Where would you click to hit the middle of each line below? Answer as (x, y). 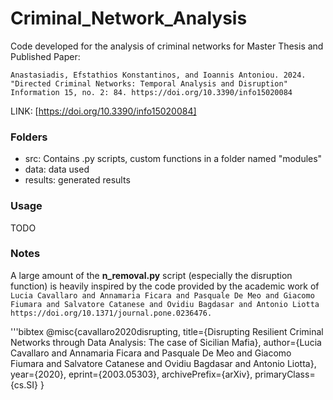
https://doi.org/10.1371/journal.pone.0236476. (111, 313)
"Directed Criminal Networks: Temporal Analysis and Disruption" (149, 83)
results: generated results (77, 180)
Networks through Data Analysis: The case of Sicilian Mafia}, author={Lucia (166, 342)
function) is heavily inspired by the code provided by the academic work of (165, 286)
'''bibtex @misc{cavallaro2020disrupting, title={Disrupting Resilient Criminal (167, 331)
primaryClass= (285, 374)
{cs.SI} (24, 384)
